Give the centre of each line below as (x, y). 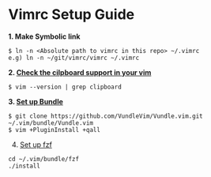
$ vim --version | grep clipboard (65, 87)
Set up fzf (36, 145)
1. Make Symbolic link (44, 36)
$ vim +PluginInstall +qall (55, 130)
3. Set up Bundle (36, 101)
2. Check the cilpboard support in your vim (80, 72)
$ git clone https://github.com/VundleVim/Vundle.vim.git (105, 116)
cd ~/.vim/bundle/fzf (44, 159)
